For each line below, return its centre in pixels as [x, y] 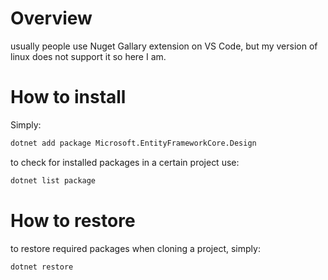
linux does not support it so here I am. [88, 56]
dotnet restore [42, 267]
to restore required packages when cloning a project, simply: [135, 248]
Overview [51, 18]
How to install [68, 97]
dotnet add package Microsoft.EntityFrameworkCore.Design [133, 143]
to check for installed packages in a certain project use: [125, 162]
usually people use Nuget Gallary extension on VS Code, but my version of [164, 46]
